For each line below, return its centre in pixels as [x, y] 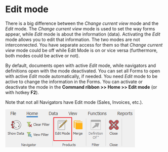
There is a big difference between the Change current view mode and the [82, 23]
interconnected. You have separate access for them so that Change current [84, 45]
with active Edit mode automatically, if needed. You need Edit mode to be [81, 76]
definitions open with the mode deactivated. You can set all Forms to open [83, 71]
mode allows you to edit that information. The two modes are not [73, 40]
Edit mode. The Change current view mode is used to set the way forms [80, 28]
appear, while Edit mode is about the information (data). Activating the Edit [83, 34]
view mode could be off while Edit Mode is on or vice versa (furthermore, [81, 50]
